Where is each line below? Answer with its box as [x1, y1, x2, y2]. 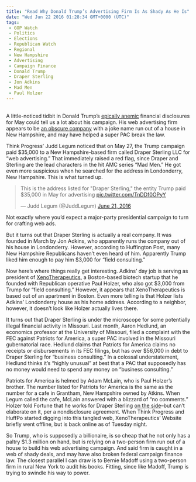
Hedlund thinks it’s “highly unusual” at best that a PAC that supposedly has [6, 359, 186, 366]
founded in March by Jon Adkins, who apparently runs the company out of [6, 237, 186, 245]
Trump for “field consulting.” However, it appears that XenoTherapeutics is [6, 286, 185, 293]
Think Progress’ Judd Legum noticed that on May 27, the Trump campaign [6, 142, 185, 149]
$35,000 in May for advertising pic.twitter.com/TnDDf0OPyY [20, 191, 167, 198]
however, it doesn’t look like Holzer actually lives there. [6, 305, 139, 312]
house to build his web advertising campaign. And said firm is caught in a [6, 444, 183, 451]
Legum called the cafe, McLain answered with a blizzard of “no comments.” [6, 395, 188, 402]
